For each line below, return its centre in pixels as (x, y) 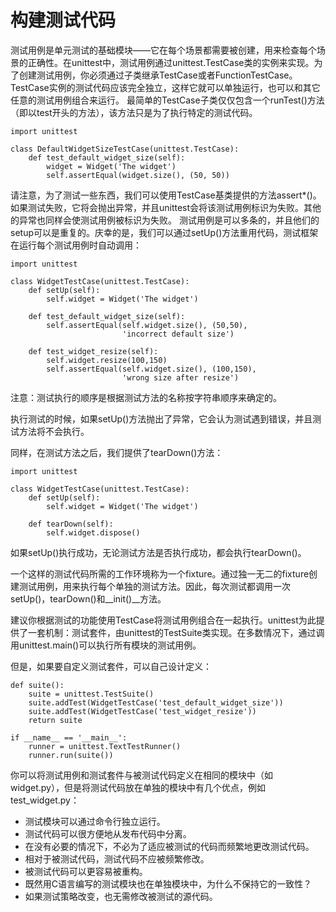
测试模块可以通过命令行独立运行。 (95, 821)
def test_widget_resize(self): (93, 351)
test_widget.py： (45, 800)
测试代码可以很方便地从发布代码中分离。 (108, 833)
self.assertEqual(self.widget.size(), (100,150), (151, 369)
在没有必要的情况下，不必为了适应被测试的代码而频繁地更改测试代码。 (169, 846)
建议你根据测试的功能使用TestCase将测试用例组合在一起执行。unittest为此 (163, 620)
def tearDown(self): (71, 524)
